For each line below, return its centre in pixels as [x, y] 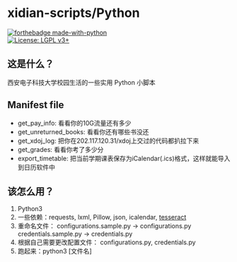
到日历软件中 [36, 167]
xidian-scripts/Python [74, 13]
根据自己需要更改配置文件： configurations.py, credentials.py [106, 242]
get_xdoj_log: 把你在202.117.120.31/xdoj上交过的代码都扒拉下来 [108, 141]
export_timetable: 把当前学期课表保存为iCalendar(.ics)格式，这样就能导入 [124, 158]
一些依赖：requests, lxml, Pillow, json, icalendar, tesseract [102, 218]
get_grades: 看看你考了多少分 [60, 149]
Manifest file [36, 105]
